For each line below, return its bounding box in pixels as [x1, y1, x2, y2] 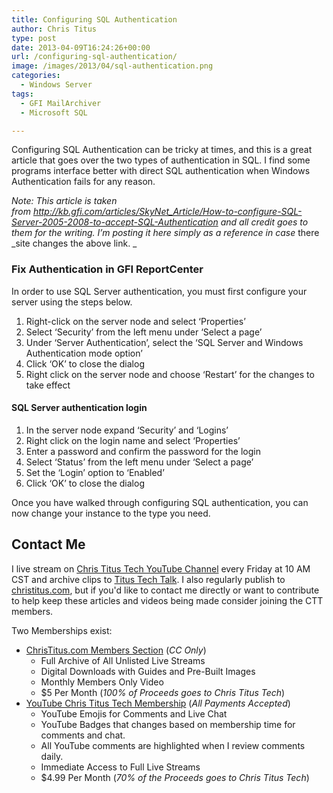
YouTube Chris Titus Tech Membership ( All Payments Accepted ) [25, 697, 291, 709]
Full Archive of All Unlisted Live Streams [40, 654, 206, 666]
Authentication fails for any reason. [11, 176, 156, 188]
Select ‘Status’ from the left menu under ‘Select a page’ [25, 456, 254, 468]
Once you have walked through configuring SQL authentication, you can [11, 496, 309, 508]
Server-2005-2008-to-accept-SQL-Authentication [11, 216, 219, 228]
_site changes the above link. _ [11, 237, 138, 250]
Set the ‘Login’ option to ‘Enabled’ [25, 466, 165, 478]
